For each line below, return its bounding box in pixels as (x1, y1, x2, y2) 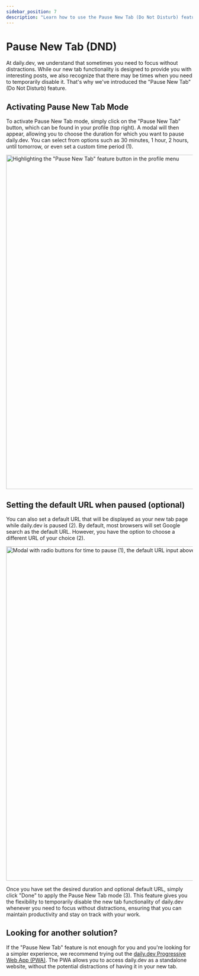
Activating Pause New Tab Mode (6, 102, 129, 112)
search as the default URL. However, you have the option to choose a (6, 528, 175, 536)
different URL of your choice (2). (6, 534, 85, 541)
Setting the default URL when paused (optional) (6, 500, 185, 510)
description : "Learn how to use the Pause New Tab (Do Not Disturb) (6, 14, 179, 20)
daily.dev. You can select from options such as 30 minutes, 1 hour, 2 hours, (6, 137, 189, 144)
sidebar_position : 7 (6, 8, 57, 15)
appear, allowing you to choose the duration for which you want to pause (6, 130, 185, 137)
